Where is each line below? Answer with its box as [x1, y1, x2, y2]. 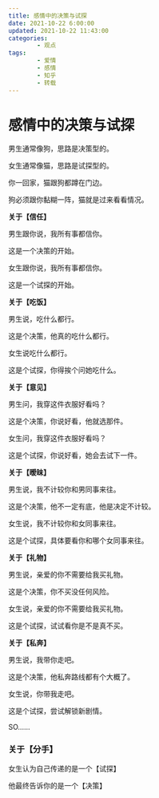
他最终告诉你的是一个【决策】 [8, 780, 106, 790]
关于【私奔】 [8, 638, 50, 648]
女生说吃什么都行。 [8, 348, 72, 358]
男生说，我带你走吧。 [8, 655, 78, 665]
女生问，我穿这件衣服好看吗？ [8, 434, 106, 444]
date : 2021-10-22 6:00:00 [8, 19, 94, 27]
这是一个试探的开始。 [8, 280, 78, 290]
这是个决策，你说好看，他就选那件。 [8, 416, 128, 426]
